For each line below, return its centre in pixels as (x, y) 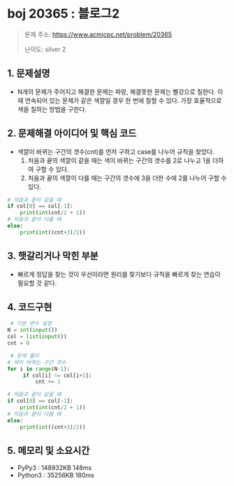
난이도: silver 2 (45, 49)
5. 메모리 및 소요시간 (49, 451)
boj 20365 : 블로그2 (64, 14)
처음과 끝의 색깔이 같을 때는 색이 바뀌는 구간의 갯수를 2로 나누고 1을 (119, 160)
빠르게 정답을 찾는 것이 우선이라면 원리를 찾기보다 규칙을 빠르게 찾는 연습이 (119, 274)
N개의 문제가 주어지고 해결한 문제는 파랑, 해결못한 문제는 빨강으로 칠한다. (117, 92)
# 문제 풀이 (25, 356)
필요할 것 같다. (37, 283)
